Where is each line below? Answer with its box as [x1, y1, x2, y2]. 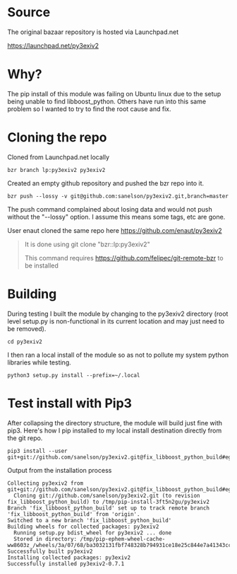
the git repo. [7, 433, 43, 442]
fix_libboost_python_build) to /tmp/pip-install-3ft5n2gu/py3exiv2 [7, 498, 210, 505]
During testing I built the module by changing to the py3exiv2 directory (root [7, 309, 229, 318]
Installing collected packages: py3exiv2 [7, 553, 131, 561]
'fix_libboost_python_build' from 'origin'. [7, 510, 140, 517]
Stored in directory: [13, 535, 78, 542]
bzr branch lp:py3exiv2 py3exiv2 [7, 166, 106, 173]
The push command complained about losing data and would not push [7, 205, 213, 213]
